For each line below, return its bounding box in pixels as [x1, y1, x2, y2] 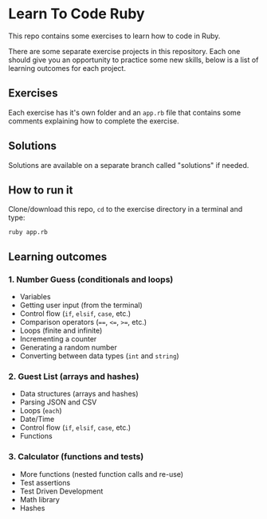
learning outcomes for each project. [8, 63, 126, 72]
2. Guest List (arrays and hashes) [8, 371, 139, 382]
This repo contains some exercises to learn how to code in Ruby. [8, 31, 221, 41]
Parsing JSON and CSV [19, 397, 97, 407]
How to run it [8, 183, 73, 197]
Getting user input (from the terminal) [19, 300, 143, 310]
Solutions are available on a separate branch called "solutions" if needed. [8, 160, 249, 170]
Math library [19, 494, 60, 504]
